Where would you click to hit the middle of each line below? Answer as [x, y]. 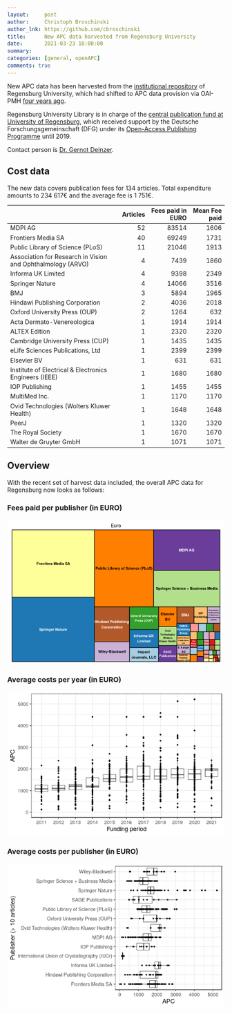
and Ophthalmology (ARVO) [50, 264]
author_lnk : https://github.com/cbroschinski [74, 29]
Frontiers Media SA [37, 238]
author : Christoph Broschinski [58, 22]
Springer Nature [33, 283]
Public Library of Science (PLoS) [56, 247]
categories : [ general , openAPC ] [54, 59]
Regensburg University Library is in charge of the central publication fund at [115, 114]
